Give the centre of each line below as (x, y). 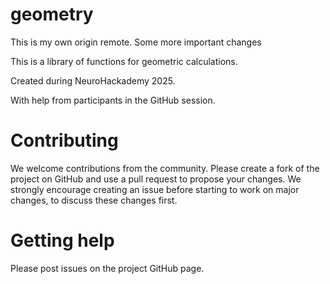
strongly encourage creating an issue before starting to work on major (155, 189)
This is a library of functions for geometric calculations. (124, 61)
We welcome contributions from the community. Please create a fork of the (165, 168)
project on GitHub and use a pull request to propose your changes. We (156, 179)
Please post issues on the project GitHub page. (107, 268)
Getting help (62, 240)
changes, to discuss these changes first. (94, 200)
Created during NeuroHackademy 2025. (93, 80)
